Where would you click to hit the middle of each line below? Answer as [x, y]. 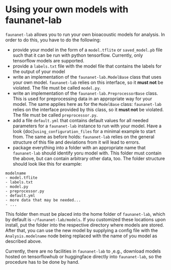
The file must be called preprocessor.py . [55, 115]
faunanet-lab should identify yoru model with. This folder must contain [87, 153]
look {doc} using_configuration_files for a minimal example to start [84, 131]
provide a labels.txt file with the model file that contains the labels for [87, 66]
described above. [24, 241]
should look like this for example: [47, 164]
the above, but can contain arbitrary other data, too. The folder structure [89, 158]
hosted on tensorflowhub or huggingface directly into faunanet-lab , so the [83, 256]
